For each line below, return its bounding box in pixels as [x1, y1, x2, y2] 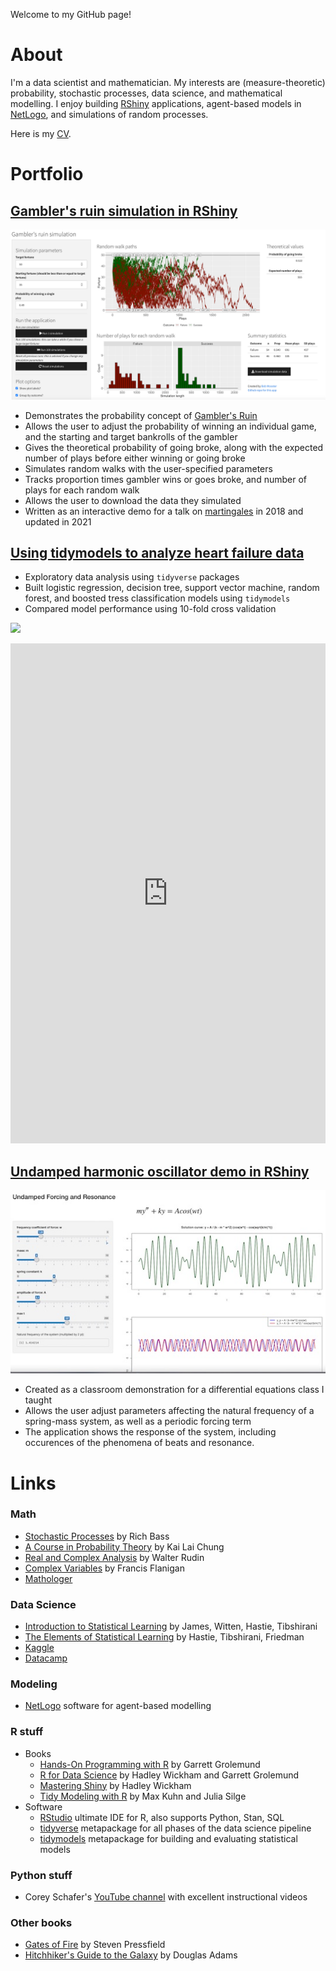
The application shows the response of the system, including [24, 1426, 277, 1438]
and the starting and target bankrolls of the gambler [24, 430, 238, 443]
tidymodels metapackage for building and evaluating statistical [39, 1832, 298, 1844]
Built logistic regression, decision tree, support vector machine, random [24, 582, 320, 594]
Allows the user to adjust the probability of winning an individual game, [24, 420, 317, 432]
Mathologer [24, 1572, 73, 1584]
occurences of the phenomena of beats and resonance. [24, 1437, 255, 1449]
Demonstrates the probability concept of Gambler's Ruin [24, 409, 258, 421]
